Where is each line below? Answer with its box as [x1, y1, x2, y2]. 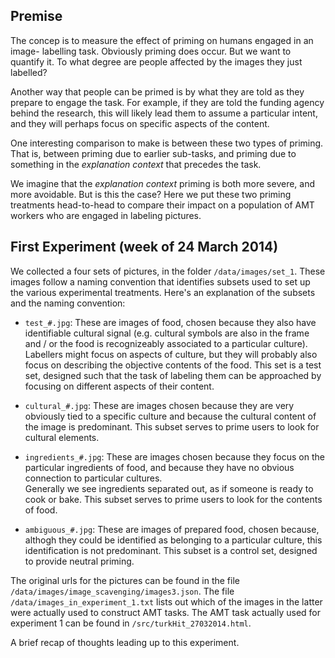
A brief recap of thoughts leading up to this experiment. [10, 636, 240, 648]
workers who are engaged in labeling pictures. [10, 209, 202, 221]
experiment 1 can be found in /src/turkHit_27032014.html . [10, 617, 252, 629]
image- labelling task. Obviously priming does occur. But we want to [10, 45, 292, 57]
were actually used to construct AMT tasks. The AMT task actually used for [10, 606, 322, 618]
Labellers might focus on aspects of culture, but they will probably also [24, 348, 318, 360]
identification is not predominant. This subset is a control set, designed [24, 544, 318, 556]
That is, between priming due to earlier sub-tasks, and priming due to [10, 147, 297, 159]
